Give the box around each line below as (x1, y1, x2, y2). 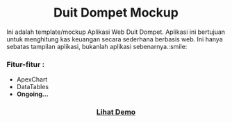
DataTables (16, 83, 49, 91)
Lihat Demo (96, 107, 136, 117)
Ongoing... (16, 90, 49, 98)
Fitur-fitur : (6, 59, 45, 69)
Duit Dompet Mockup (53, 5, 179, 21)
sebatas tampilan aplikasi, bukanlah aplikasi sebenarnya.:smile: (6, 42, 188, 50)
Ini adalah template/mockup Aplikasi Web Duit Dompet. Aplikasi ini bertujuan (6, 28, 226, 36)
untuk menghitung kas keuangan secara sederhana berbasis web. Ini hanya (6, 35, 223, 43)
